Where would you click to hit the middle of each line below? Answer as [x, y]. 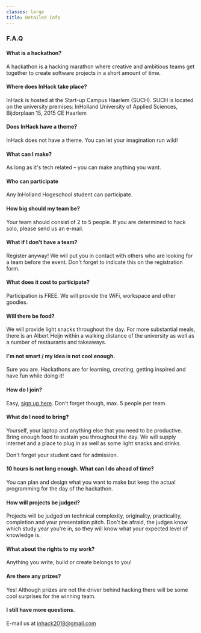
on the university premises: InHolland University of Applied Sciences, [92, 106]
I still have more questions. [41, 610]
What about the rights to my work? [51, 549]
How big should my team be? [43, 208]
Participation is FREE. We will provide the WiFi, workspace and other [91, 296]
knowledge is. [23, 535]
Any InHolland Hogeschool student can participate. [70, 194]
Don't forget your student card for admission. [62, 455]
